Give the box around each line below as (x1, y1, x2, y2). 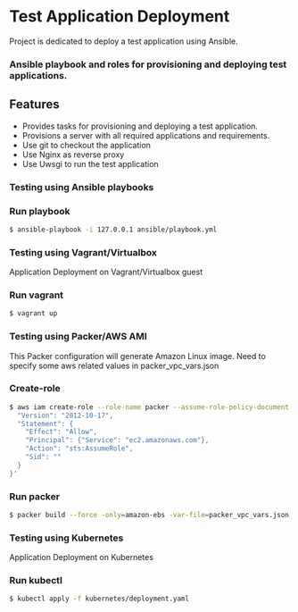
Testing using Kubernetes (9, 532, 124, 544)
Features (9, 96, 60, 113)
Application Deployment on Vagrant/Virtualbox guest (9, 266, 203, 278)
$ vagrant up (9, 309, 58, 318)
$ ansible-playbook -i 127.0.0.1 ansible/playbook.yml (9, 225, 218, 234)
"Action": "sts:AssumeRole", (25, 444, 134, 453)
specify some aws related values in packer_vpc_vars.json (9, 360, 219, 371)
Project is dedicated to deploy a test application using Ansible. (9, 36, 238, 46)
